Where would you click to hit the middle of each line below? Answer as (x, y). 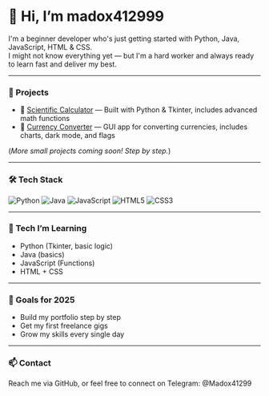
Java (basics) (42, 254)
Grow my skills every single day (72, 334)
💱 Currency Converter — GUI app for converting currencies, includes (134, 127)
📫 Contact (30, 363)
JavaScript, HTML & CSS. (50, 46)
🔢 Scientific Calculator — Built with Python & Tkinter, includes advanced (139, 110)
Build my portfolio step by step (70, 317)
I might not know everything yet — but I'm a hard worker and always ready (131, 55)
